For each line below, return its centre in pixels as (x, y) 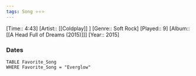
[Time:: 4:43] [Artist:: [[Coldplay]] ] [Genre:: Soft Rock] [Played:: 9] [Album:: (98, 28)
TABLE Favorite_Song (32, 62)
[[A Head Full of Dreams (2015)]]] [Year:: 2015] (63, 34)
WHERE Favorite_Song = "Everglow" (49, 67)
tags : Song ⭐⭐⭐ (25, 11)
